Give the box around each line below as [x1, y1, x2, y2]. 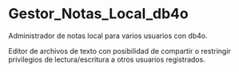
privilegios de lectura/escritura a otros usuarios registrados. [8, 55, 205, 64]
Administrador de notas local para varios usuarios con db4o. [8, 31, 208, 40]
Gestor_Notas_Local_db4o [8, 5, 189, 23]
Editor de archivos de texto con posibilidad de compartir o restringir [8, 46, 232, 55]
